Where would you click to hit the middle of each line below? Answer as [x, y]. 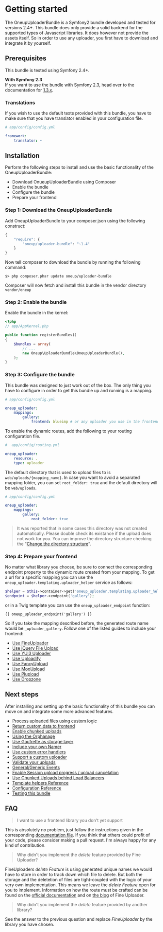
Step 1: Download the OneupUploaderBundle [59, 210]
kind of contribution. [25, 845]
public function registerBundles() [41, 335]
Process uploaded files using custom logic [54, 721]
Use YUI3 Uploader [31, 653]
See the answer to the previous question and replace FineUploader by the [79, 919]
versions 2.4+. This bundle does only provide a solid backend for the [74, 27]
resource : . [26, 458]
